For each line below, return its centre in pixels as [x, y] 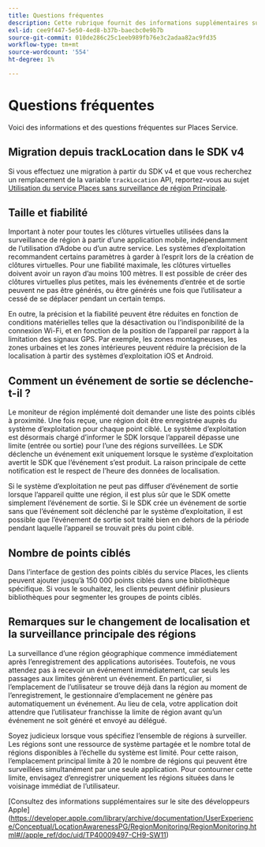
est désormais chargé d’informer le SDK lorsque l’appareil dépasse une [124, 437]
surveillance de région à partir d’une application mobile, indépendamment [128, 240]
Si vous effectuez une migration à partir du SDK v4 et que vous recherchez [130, 171]
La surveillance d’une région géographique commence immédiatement [123, 653]
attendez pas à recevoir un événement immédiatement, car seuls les [119, 670]
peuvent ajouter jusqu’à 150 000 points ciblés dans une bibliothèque [119, 580]
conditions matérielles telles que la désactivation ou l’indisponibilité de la [126, 322]
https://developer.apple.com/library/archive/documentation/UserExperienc [132, 818]
